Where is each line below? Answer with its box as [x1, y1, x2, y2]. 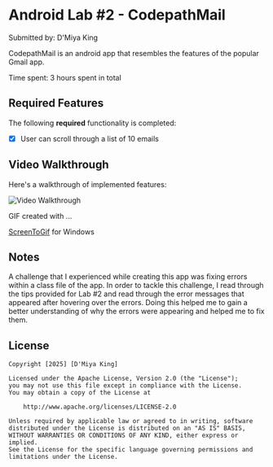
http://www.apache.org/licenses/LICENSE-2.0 [23, 403, 177, 412]
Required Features [8, 96, 104, 111]
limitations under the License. [8, 453, 118, 461]
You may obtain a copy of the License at [8, 389, 152, 397]
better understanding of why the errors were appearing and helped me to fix [8, 307, 265, 316]
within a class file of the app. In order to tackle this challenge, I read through [8, 281, 264, 290]
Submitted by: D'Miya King [8, 33, 99, 42]
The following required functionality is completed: [8, 118, 177, 128]
